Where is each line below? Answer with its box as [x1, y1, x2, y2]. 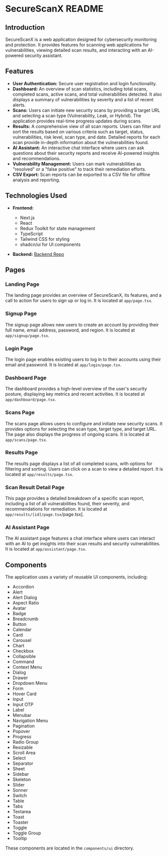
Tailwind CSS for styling [20, 236, 70, 242]
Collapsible [12, 653, 36, 660]
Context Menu [12, 664, 42, 670]
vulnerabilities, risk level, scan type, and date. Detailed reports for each [12, 134, 160, 140]
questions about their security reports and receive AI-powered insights [12, 150, 159, 156]
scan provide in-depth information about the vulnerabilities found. [12, 139, 149, 145]
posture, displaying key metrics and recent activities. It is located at [5, 391, 145, 397]
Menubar [12, 712, 32, 718]
